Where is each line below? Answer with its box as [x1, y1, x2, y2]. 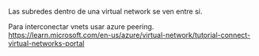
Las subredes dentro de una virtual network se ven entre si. [8, 7, 203, 16]
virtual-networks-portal [8, 39, 85, 48]
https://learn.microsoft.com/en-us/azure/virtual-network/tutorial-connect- [8, 31, 251, 39]
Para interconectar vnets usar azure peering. [8, 22, 154, 31]
